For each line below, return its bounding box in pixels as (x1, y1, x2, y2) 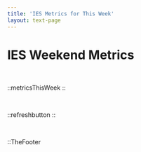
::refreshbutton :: (7, 111, 56, 119)
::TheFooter (7, 138, 41, 146)
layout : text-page (7, 17, 61, 24)
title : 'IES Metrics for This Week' (7, 10, 114, 18)
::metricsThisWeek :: (7, 83, 66, 92)
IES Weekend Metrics (7, 47, 135, 63)
